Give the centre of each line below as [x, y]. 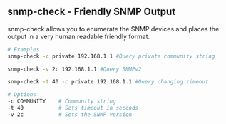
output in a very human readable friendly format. [79, 36]
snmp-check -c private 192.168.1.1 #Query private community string [111, 56]
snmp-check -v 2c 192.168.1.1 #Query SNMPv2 [75, 69]
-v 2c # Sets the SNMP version [70, 114]
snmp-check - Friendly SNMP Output [92, 12]
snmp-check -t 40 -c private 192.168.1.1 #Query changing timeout [108, 82]
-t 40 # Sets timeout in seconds [73, 108]
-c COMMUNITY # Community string [62, 102]
